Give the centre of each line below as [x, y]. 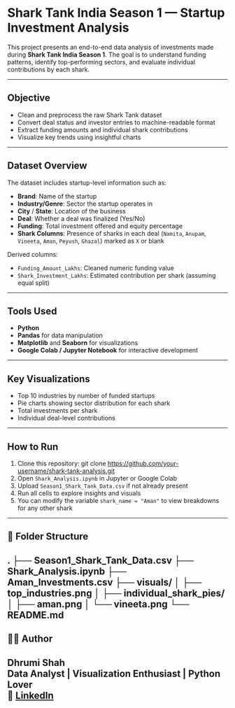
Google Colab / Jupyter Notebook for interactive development [107, 351]
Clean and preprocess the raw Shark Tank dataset [90, 115]
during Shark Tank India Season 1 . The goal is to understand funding [107, 55]
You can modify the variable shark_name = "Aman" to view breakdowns [118, 501]
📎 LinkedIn [30, 695]
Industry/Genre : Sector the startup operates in [85, 204]
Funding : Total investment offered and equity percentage [100, 226]
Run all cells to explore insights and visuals [79, 493]
